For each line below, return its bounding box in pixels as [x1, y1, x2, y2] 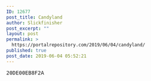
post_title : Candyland [6, 14, 63, 20]
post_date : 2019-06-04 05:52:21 [6, 53, 87, 59]
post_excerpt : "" [6, 25, 50, 32]
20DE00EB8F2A [6, 69, 45, 76]
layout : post [6, 31, 39, 37]
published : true [6, 48, 47, 54]
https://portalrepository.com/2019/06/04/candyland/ [11, 42, 146, 48]
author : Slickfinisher [6, 20, 63, 26]
